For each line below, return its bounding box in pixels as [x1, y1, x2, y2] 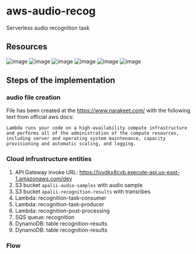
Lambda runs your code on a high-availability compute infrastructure [6, 125, 188, 131]
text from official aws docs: [6, 113, 74, 121]
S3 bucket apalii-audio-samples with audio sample [14, 181, 143, 188]
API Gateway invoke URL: [14, 168, 78, 176]
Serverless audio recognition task [6, 24, 90, 31]
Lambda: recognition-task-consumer [14, 194, 107, 202]
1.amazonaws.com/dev [14, 175, 72, 182]
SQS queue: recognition [14, 213, 75, 221]
